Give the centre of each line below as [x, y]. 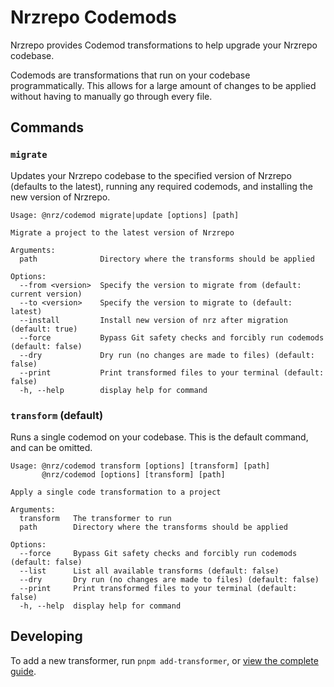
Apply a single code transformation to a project [116, 492]
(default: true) [44, 329]
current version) [46, 294]
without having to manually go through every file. [111, 96]
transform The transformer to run [95, 518]
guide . [23, 671]
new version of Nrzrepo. [60, 197]
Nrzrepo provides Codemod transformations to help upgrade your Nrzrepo [164, 45]
